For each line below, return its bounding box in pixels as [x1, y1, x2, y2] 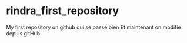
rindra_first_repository [6, 4, 119, 18]
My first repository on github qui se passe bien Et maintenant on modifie [6, 24, 181, 31]
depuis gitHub [6, 29, 41, 37]
